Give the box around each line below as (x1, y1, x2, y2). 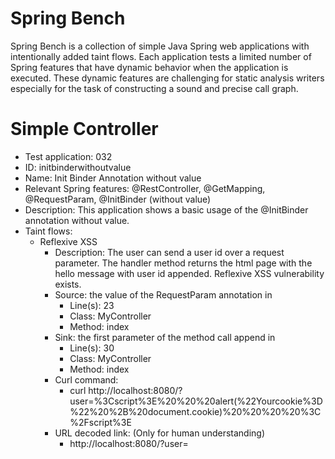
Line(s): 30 (69, 342, 115, 354)
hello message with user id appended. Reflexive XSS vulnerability (54, 267, 325, 279)
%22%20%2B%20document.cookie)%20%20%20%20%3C (69, 405, 322, 417)
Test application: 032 (24, 150, 113, 162)
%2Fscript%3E (69, 416, 132, 428)
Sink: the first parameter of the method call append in (54, 331, 276, 343)
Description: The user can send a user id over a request (54, 246, 285, 258)
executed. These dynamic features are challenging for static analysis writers (10, 72, 325, 84)
